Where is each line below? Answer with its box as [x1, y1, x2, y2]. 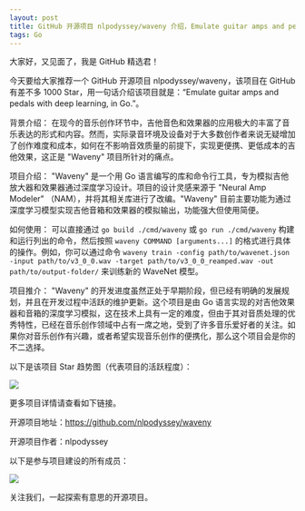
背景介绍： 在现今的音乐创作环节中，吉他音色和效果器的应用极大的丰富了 [9, 117, 282, 128]
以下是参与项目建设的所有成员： [9, 456, 129, 467]
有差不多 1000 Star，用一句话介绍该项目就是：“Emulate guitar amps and [9, 87, 280, 98]
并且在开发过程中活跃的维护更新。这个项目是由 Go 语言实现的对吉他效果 [25, 297, 295, 308]
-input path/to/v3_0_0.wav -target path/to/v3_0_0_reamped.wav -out [9, 257, 274, 266]
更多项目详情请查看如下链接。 [9, 398, 121, 408]
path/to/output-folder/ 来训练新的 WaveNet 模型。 [9, 266, 204, 277]
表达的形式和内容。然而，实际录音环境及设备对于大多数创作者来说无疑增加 [16, 129, 296, 140]
